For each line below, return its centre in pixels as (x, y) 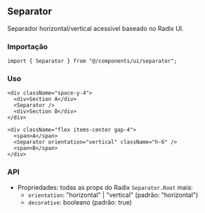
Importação (27, 46)
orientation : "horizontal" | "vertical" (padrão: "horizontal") (113, 195)
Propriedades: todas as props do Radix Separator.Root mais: (105, 187)
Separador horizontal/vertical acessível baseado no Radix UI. (95, 28)
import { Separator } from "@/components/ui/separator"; (92, 61)
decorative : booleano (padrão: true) (80, 202)
